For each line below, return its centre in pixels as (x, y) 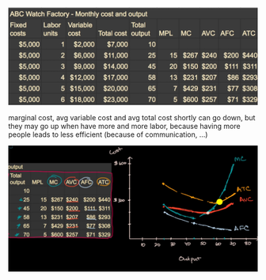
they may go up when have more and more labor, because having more (124, 126)
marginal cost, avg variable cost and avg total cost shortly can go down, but (132, 117)
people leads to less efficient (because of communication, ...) (108, 134)
